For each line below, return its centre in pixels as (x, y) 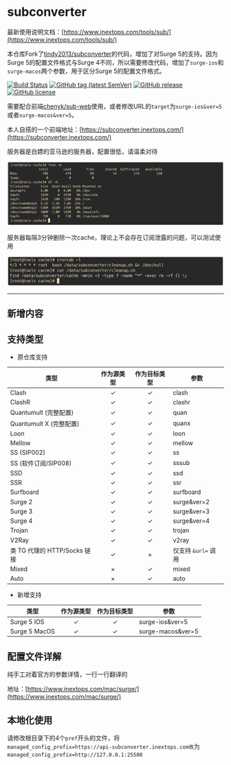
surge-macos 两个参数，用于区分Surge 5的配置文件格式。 (87, 71)
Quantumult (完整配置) (42, 413)
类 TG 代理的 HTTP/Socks (47, 550)
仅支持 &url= (190, 550)
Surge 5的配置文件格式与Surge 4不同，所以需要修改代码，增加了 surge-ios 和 (115, 62)
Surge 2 (21, 502)
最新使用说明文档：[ (35, 32)
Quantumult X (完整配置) (45, 423)
